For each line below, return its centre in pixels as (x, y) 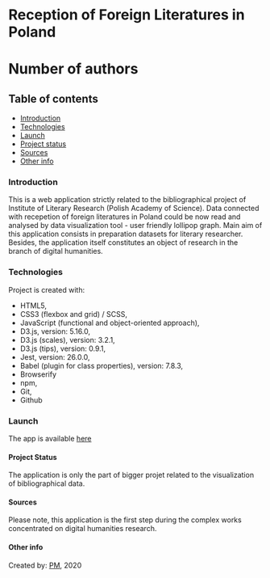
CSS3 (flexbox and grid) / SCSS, (73, 314)
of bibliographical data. (47, 483)
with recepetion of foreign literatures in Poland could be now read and (125, 217)
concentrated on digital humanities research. (83, 529)
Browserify (38, 374)
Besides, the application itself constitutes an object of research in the (123, 243)
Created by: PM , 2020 (45, 565)
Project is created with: (47, 289)
